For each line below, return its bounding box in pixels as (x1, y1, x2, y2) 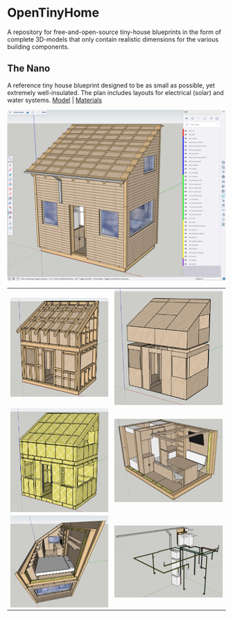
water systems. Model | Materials (7, 96, 103, 104)
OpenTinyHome (7, 5, 99, 21)
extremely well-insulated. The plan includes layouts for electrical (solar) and (7, 88, 224, 96)
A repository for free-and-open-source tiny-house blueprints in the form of (7, 28, 222, 36)
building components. (7, 42, 69, 51)
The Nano (7, 62, 51, 74)
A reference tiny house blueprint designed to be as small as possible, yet (7, 81, 215, 89)
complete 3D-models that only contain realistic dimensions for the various (7, 35, 219, 43)
